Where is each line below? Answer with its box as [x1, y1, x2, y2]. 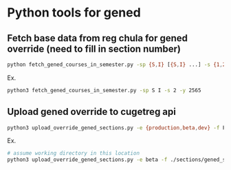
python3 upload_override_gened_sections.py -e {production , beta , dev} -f [7, 124, 220, 131]
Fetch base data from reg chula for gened [7, 32, 188, 44]
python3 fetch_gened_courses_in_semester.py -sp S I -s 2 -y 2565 [7, 87, 201, 94]
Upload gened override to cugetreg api [7, 106, 177, 118]
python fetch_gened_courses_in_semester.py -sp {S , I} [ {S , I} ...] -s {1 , [7, 61, 223, 68]
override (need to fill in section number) [7, 43, 181, 54]
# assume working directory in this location [7, 150, 140, 157]
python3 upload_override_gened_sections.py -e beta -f [7, 156, 168, 163]
